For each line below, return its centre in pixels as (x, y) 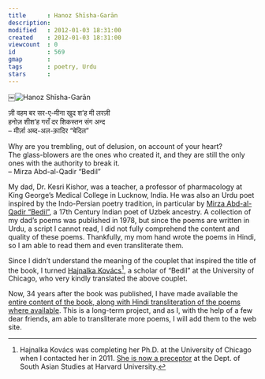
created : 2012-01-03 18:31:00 (65, 37)
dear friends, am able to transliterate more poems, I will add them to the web (132, 319)
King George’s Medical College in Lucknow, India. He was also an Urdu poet (131, 195)
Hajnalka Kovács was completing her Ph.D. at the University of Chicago (136, 350)
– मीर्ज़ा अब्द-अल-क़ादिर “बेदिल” (49, 130)
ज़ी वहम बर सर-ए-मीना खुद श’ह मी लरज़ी (59, 113)
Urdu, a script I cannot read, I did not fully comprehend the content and (124, 229)
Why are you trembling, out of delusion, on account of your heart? (116, 146)
